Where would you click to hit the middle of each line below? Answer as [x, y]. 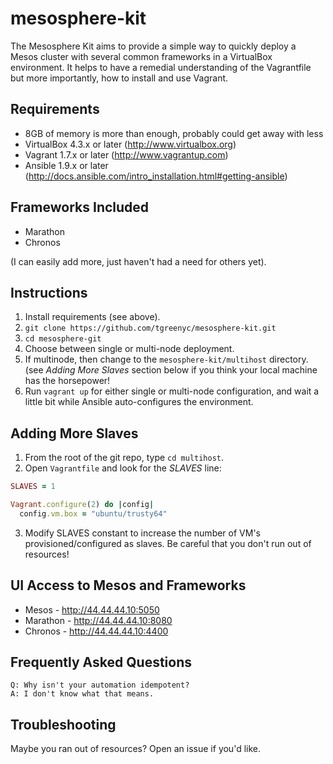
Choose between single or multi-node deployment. [129, 349]
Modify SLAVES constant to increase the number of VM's [142, 533]
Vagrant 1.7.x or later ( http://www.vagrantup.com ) [126, 154]
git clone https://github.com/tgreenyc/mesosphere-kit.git [150, 328]
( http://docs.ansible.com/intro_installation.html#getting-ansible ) [156, 176]
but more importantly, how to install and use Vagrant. [119, 78]
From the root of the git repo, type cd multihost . [124, 458]
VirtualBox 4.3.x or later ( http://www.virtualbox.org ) [130, 144]
